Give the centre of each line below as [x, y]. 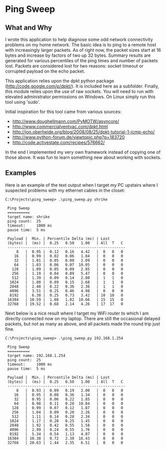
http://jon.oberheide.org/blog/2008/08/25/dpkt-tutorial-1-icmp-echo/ [83, 132]
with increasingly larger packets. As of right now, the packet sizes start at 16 [83, 50]
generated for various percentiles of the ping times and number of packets [82, 60]
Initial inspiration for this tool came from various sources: [63, 112]
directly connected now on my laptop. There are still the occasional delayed [83, 318]
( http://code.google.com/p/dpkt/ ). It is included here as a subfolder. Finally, [82, 86]
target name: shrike [29, 217]
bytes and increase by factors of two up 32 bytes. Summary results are [78, 55]
